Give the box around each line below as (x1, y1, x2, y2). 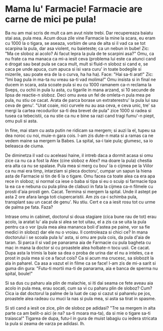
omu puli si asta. (5, 118, 38, 124)
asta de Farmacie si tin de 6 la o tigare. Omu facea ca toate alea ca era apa (5, 173, 155, 179)
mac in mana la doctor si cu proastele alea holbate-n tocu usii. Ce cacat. (5, 245, 150, 251)
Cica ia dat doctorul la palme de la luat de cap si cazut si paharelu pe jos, (5, 290, 152, 296)
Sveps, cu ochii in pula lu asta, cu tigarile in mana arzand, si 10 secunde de (5, 87, 155, 93)
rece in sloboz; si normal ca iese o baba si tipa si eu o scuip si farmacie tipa (5, 178, 157, 184)
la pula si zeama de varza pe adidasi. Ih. (5, 320, 85, 326)
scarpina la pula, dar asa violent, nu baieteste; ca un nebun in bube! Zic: (5, 45, 149, 51)
